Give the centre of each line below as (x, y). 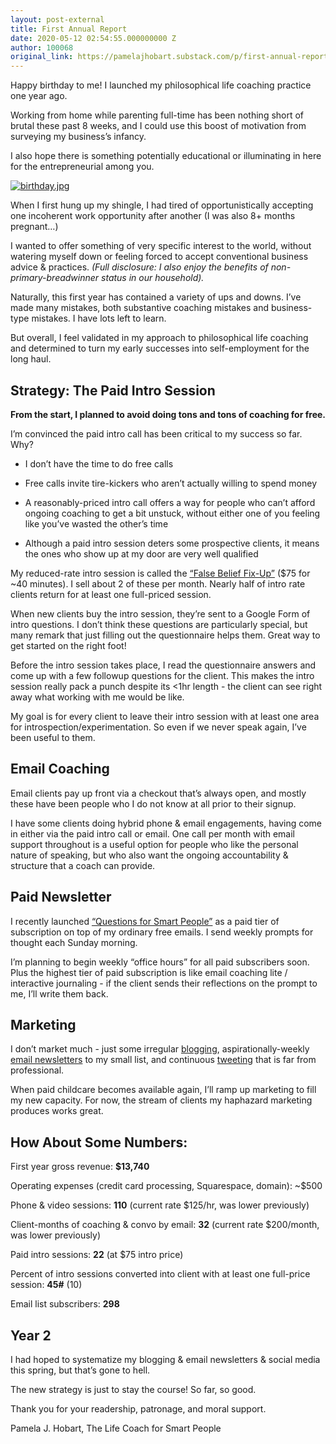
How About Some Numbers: (99, 1142)
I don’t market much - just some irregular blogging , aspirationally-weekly (160, 1049)
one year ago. (39, 96)
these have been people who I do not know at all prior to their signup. (153, 803)
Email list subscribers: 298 (65, 1304)
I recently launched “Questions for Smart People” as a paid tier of (145, 921)
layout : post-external (57, 19)
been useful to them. (53, 737)
